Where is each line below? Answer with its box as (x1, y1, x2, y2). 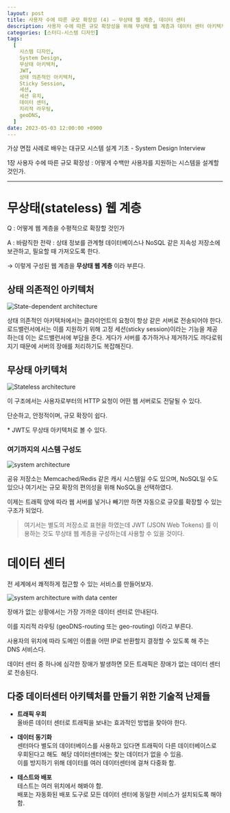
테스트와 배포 (16, 773, 53, 781)
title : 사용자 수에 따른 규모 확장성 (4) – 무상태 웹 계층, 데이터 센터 (7, 16, 186, 23)
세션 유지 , (19, 93, 44, 100)
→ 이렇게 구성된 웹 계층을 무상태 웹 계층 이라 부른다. (7, 261, 146, 270)
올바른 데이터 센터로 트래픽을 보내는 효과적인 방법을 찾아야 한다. (16, 718, 187, 726)
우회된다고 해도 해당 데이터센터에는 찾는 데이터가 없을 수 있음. (16, 750, 183, 758)
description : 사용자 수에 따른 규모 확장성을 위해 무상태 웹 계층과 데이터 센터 (7, 23, 205, 29)
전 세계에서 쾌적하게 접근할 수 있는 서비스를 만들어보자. (7, 580, 153, 589)
